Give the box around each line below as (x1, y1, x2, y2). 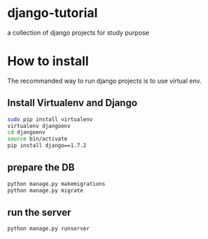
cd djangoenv (7, 129, 46, 136)
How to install (7, 53, 90, 69)
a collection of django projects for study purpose (7, 28, 149, 37)
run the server (7, 206, 72, 218)
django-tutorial (7, 5, 98, 21)
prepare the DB (7, 161, 75, 174)
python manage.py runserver (7, 225, 90, 233)
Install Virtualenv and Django (7, 97, 137, 109)
